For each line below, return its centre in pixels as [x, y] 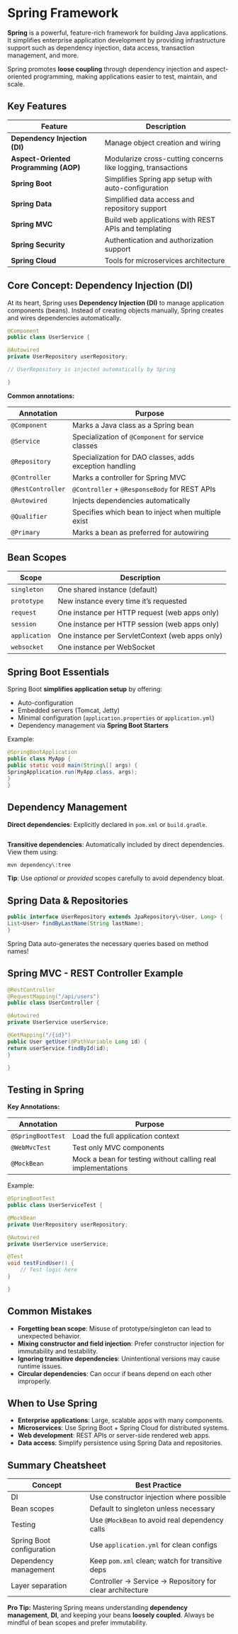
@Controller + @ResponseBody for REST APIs [144, 489]
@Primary [25, 532]
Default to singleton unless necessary [152, 1509]
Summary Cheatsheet [57, 1465]
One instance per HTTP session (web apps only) [138, 624]
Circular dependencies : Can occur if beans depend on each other [115, 1373]
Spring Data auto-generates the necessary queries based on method [108, 943]
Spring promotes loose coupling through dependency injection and [106, 69]
